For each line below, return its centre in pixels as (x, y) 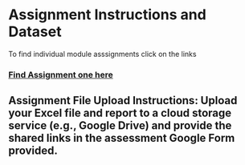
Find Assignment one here (61, 74)
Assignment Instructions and (107, 15)
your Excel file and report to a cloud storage (120, 113)
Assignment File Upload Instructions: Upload (123, 101)
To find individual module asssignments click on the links (102, 54)
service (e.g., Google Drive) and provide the (120, 126)
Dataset (35, 32)
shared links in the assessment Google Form (122, 138)
